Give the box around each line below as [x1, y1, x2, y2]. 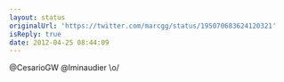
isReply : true [9, 29, 62, 38]
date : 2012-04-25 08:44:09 [9, 37, 110, 47]
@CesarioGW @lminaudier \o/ [9, 62, 120, 73]
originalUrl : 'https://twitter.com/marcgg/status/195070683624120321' [9, 21, 277, 30]
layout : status [9, 12, 66, 22]
